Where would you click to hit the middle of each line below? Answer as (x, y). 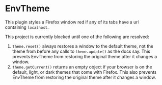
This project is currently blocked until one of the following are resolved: (77, 37)
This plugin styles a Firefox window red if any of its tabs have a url (72, 22)
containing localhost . (27, 27)
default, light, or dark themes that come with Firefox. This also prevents (84, 72)
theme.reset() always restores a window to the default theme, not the (83, 46)
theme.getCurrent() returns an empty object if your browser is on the (82, 67)
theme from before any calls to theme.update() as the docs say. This (81, 51)
